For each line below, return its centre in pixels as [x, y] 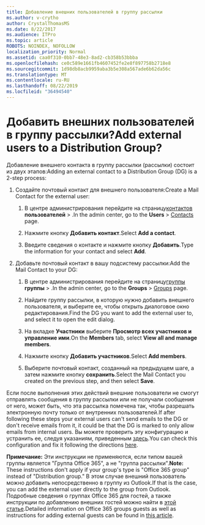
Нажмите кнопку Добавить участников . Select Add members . [105, 356]
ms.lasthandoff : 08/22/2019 [42, 86]
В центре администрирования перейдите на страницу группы [105, 281]
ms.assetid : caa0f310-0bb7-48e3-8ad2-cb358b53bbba [72, 58]
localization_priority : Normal [46, 52]
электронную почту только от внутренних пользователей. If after [91, 412]
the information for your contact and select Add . [85, 251]
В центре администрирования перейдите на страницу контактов [108, 208]
